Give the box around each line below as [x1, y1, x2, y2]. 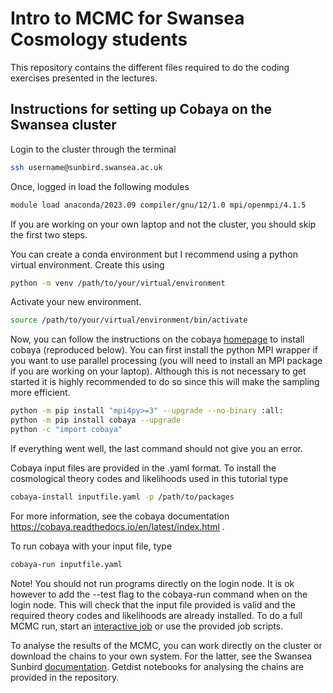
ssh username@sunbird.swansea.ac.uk [10, 162, 163, 172]
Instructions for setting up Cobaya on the [10, 101, 273, 118]
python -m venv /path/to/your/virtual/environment [10, 278, 226, 288]
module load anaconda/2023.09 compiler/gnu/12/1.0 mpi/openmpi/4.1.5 [10, 200, 307, 210]
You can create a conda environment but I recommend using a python [10, 248, 298, 260]
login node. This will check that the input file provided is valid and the [10, 598, 296, 611]
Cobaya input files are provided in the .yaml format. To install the [10, 462, 277, 474]
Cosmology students [10, 28, 188, 51]
